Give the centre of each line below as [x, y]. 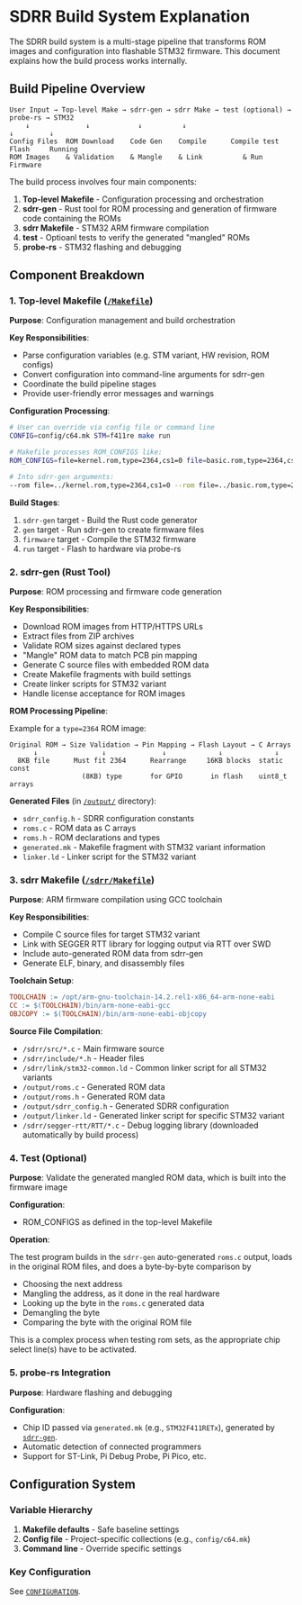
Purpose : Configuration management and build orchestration [122, 321]
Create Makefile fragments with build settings [107, 674]
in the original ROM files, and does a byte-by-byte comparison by [130, 1266]
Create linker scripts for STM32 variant [94, 684]
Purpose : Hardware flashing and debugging [91, 1392]
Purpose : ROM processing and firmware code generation [116, 591]
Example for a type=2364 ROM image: [78, 728]
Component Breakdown [77, 275]
